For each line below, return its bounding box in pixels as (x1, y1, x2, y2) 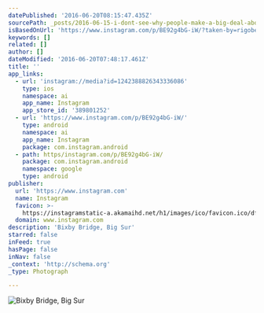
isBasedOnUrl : (8, 26, 55, 34)
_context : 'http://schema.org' (8, 260, 111, 268)
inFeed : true (8, 238, 51, 246)
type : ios (22, 84, 55, 93)
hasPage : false (8, 245, 58, 253)
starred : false (8, 231, 58, 239)
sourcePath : (8, 19, 47, 27)
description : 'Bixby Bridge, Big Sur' (8, 223, 135, 232)
